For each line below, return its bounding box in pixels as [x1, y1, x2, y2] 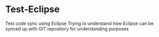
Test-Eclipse [5, 4, 60, 15]
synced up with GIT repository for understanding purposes [5, 25, 129, 31]
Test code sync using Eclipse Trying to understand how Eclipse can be [5, 20, 154, 26]
